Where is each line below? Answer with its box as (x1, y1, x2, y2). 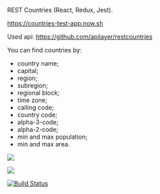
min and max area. (17, 140, 70, 148)
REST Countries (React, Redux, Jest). (7, 6, 113, 14)
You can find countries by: (7, 46, 82, 54)
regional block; (17, 89, 60, 97)
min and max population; (17, 133, 88, 141)
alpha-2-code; (17, 126, 59, 133)
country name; (17, 59, 59, 68)
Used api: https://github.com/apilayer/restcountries (7, 32, 153, 41)
